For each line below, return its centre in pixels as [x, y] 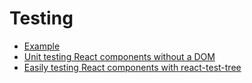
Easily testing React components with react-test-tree [132, 67]
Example [42, 46]
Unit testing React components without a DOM [119, 56]
